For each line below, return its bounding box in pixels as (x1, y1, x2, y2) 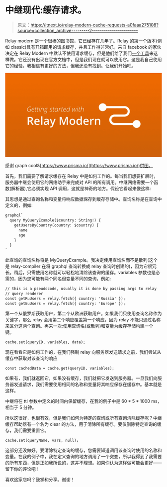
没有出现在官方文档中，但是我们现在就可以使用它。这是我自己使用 (26, 56, 162, 62)
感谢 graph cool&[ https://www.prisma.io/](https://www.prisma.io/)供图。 (5, 162, 153, 168)
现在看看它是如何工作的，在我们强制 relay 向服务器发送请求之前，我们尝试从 (5, 349, 162, 355)
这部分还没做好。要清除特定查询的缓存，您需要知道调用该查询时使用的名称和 (5, 447, 162, 453)
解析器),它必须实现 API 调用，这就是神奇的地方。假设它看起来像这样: (11, 185, 151, 192)
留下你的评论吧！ (5, 466, 40, 472)
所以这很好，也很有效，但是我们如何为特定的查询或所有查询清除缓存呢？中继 (5, 415, 162, 421)
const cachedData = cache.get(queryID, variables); (5, 366, 114, 371)
